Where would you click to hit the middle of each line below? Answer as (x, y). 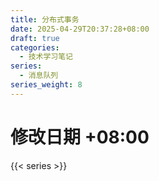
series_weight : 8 (46, 85)
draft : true (35, 38)
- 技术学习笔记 (46, 57)
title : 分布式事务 (45, 19)
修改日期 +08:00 (80, 137)
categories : (35, 47)
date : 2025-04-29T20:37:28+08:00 (80, 29)
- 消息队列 (39, 76)
